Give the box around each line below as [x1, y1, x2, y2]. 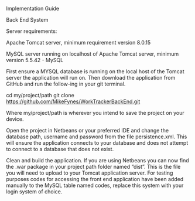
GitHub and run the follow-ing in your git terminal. [6, 80, 126, 87]
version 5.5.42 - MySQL [6, 57, 64, 63]
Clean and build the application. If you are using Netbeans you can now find [6, 157, 189, 163]
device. [6, 115, 24, 122]
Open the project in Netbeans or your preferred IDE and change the [6, 127, 169, 134]
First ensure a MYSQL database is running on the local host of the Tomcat [6, 68, 184, 75]
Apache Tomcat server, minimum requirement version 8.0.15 [6, 39, 151, 46]
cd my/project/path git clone [6, 92, 74, 98]
